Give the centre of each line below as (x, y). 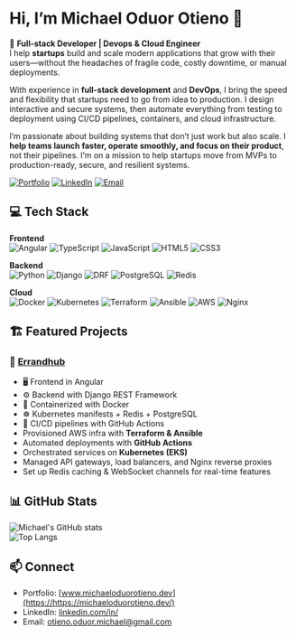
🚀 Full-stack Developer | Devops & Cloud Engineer (105, 43)
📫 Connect (42, 567)
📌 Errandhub (37, 362)
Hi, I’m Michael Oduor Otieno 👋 (126, 19)
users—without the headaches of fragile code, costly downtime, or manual (148, 62)
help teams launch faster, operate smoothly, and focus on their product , (147, 145)
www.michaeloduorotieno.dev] (119, 593)
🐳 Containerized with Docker (76, 405)
